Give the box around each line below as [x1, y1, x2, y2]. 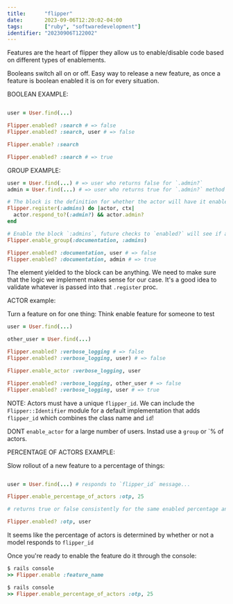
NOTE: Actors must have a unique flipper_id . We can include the [7, 399, 196, 407]
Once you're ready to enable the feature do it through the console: [7, 552, 197, 560]
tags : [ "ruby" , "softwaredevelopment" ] [7, 23, 141, 30]
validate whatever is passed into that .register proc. [7, 283, 158, 291]
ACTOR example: [7, 296, 56, 305]
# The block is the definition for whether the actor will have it [7, 198, 207, 205]
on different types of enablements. [7, 56, 106, 64]
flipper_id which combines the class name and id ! [7, 413, 154, 422]
